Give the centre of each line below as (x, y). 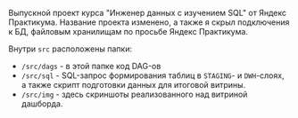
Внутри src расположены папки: (70, 49)
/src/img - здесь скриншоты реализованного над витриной (134, 94)
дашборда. (42, 104)
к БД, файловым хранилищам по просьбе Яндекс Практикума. (128, 31)
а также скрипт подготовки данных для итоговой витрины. (133, 85)
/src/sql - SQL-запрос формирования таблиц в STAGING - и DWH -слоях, (153, 75)
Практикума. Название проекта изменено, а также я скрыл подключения (149, 22)
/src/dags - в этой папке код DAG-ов (91, 66)
